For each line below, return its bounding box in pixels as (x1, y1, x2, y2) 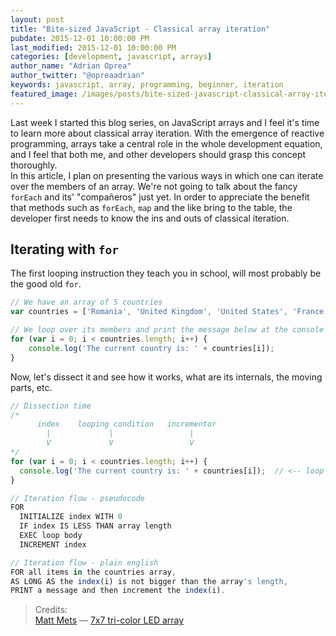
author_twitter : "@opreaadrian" (10, 71, 145, 81)
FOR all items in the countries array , (10, 567, 177, 577)
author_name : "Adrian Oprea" (10, 61, 132, 71)
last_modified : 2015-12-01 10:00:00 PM (10, 42, 177, 53)
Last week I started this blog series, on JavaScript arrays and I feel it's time (10, 116, 320, 128)
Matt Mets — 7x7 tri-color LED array (34, 614, 185, 626)
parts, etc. (10, 381, 53, 393)
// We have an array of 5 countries (10, 297, 163, 308)
